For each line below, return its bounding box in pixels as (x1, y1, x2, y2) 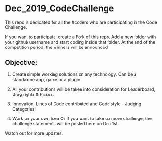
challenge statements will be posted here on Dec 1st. (12, 120, 119, 126)
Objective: (5, 58, 38, 67)
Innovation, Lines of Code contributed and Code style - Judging (12, 101, 142, 107)
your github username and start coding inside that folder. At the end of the (5, 39, 156, 45)
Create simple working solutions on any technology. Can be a (12, 71, 136, 77)
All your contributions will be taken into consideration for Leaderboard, (12, 86, 156, 92)
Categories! (12, 106, 36, 112)
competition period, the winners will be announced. (5, 44, 109, 50)
